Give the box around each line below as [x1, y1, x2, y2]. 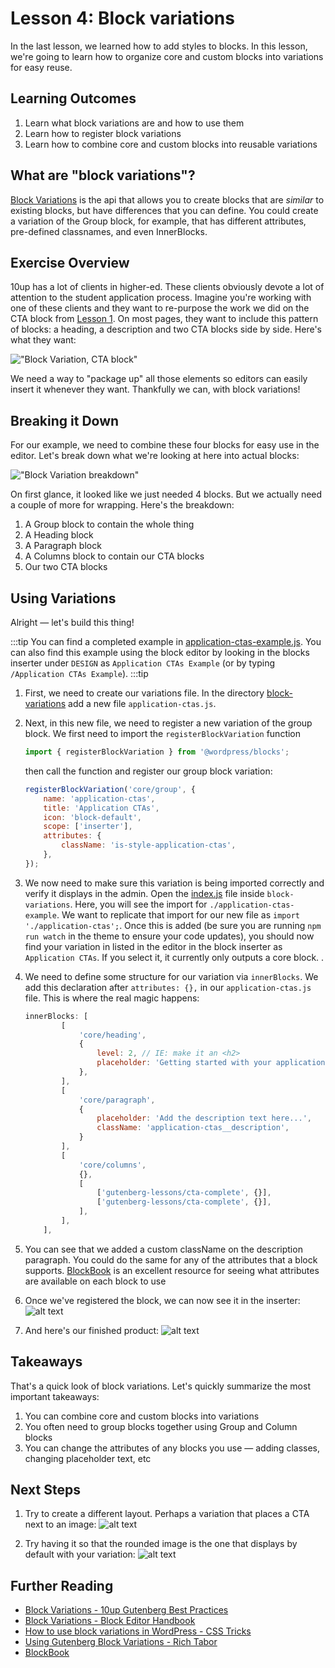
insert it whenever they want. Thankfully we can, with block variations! [10, 383, 301, 396]
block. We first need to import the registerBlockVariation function [24, 728, 302, 739]
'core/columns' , [78, 1160, 147, 1170]
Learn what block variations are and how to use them [24, 117, 245, 129]
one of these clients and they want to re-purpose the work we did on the [10, 302, 310, 314]
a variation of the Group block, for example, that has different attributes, [10, 215, 307, 227]
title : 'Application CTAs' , [43, 803, 160, 813]
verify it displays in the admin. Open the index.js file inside [24, 887, 265, 899]
